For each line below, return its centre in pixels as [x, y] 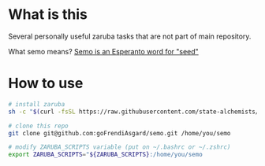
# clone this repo [38, 126]
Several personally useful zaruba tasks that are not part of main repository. [130, 36]
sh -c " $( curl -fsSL [42, 112]
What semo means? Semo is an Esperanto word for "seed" [103, 51]
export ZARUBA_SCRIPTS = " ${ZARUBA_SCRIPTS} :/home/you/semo [105, 155]
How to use [46, 83]
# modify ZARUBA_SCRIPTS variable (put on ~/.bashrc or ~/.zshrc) [119, 147]
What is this [48, 15]
